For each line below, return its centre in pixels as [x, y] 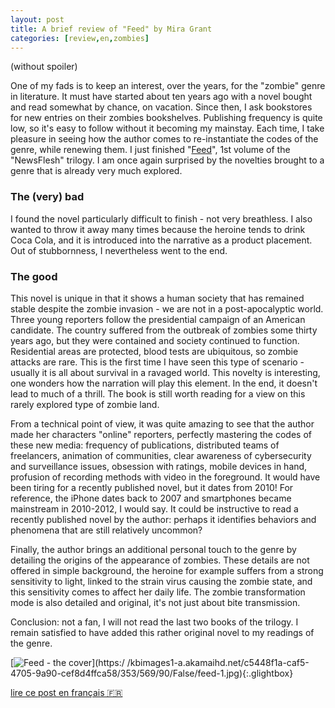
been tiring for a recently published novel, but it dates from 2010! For [152, 487]
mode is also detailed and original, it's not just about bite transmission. [155, 602]
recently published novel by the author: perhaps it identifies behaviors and [163, 519]
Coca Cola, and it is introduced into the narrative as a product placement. [161, 240]
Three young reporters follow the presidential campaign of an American [158, 319]
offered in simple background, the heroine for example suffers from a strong [167, 570]
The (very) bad [47, 197]
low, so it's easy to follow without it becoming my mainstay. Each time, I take [167, 128]
